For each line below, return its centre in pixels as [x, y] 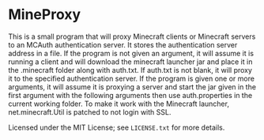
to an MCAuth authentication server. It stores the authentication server [123, 44]
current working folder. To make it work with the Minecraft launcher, [119, 104]
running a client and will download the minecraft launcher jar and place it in [130, 62]
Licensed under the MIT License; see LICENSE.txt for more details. [117, 127]
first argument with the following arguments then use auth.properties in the [130, 95]
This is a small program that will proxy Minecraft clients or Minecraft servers [132, 36]
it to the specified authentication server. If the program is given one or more [132, 78]
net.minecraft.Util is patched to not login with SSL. [90, 112]
